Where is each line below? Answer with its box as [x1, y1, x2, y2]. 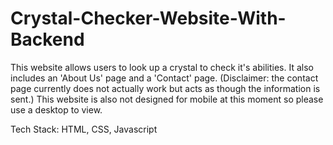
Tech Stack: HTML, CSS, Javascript [10, 123, 158, 135]
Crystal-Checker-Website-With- [10, 7, 287, 30]
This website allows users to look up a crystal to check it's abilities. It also [10, 61, 314, 73]
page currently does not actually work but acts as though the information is [10, 82, 321, 94]
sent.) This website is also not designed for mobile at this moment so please [10, 93, 324, 105]
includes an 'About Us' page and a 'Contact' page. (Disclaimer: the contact [10, 72, 319, 84]
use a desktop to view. [10, 103, 103, 116]
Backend [10, 28, 85, 51]
